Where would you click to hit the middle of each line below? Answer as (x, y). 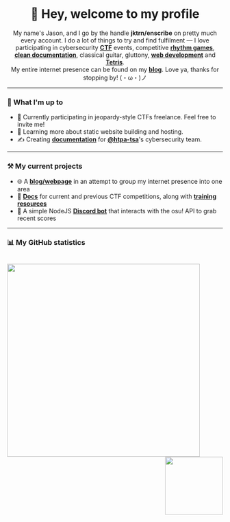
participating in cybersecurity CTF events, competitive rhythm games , (115, 47)
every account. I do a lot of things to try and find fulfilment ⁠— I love (115, 40)
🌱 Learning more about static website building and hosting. (100, 132)
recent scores (37, 218)
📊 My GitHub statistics (46, 243)
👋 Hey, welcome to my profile (115, 14)
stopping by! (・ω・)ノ (115, 78)
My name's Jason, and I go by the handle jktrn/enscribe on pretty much (115, 33)
